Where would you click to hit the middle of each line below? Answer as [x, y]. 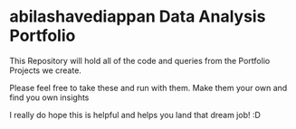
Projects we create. [45, 70]
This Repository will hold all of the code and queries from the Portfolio [140, 60]
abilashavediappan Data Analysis [138, 17]
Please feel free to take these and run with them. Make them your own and [148, 88]
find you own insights [49, 97]
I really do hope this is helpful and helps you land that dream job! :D [135, 115]
